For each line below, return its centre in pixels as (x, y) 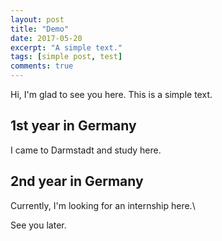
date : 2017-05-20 (46, 38)
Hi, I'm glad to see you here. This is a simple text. (111, 94)
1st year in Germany (73, 126)
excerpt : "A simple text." (66, 47)
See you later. (38, 225)
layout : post (37, 19)
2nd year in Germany (77, 181)
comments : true (42, 66)
